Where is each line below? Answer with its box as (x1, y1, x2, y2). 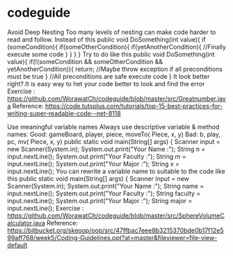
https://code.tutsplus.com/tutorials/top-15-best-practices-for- (45, 102, 223, 110)
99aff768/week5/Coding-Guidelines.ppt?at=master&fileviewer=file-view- (7, 233, 218, 241)
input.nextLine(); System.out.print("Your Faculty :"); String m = (7, 152, 186, 161)
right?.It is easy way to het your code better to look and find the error (7, 79, 205, 88)
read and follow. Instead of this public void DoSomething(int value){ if (7, 35, 207, 43)
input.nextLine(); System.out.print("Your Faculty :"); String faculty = (7, 189, 201, 198)
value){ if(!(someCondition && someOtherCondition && (7, 57, 163, 65)
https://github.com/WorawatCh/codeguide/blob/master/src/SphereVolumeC (7, 211, 225, 220)
